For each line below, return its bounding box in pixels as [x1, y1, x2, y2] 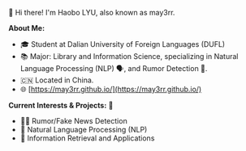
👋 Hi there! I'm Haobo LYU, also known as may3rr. [8, 8, 175, 17]
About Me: [8, 23, 45, 32]
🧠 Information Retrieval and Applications [19, 133, 155, 143]
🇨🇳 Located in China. [19, 75, 94, 85]
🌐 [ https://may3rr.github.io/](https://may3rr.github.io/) [19, 85, 202, 94]
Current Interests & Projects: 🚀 [8, 101, 114, 110]
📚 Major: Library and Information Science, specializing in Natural [19, 52, 239, 61]
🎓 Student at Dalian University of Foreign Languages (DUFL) [19, 40, 226, 48]
